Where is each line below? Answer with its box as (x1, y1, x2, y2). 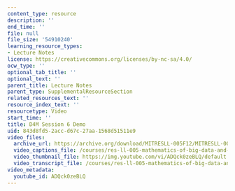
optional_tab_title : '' (7, 69, 77, 76)
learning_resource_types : (7, 43, 83, 50)
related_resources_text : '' (7, 95, 90, 102)
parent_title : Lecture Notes (7, 82, 92, 89)
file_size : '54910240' (7, 36, 73, 43)
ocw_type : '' (7, 62, 45, 69)
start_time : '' (7, 114, 52, 121)
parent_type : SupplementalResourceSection (7, 88, 133, 95)
